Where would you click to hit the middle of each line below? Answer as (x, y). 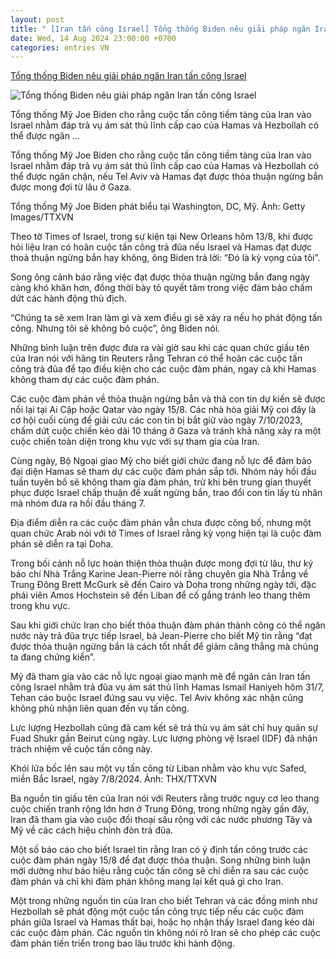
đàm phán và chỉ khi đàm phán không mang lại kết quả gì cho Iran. (147, 882)
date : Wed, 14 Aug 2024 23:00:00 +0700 (93, 38)
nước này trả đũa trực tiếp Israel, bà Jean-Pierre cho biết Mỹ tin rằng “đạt (161, 636)
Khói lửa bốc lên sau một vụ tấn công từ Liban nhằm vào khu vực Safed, (158, 768)
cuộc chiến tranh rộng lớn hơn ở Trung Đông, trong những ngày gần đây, (160, 809)
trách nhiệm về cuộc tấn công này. (81, 749)
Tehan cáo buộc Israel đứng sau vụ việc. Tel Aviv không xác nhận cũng (157, 698)
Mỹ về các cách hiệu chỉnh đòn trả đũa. (92, 830)
